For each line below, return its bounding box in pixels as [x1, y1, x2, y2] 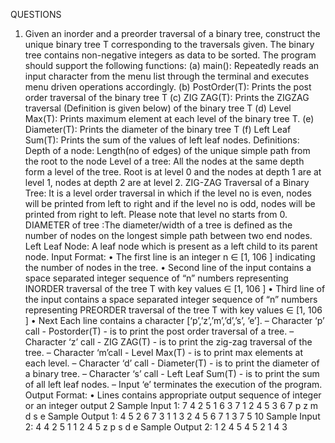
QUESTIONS [10, 9, 62, 20]
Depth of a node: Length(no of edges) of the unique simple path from [24, 145, 311, 156]
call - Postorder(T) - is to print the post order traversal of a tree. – [24, 325, 295, 337]
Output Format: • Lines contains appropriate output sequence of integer [24, 389, 322, 401]
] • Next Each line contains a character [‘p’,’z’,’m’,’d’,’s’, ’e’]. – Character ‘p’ [24, 315, 325, 326]
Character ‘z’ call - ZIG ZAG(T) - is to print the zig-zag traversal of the [24, 336, 313, 348]
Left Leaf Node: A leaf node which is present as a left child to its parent [24, 240, 318, 252]
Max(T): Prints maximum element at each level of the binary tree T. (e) [24, 113, 315, 124]
